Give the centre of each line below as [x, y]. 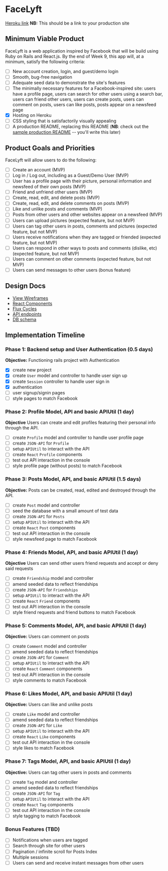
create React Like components [44, 737]
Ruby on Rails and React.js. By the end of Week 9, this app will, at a [74, 56]
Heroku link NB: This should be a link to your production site [67, 23]
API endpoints [27, 314]
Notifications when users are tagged [50, 840]
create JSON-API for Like [37, 726]
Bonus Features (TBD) [33, 829]
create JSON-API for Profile [41, 443]
